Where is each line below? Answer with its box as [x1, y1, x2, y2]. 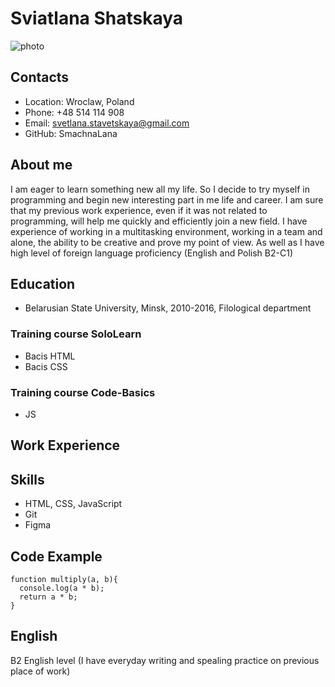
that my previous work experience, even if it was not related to [10, 204, 268, 216]
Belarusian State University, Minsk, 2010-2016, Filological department [24, 302, 312, 314]
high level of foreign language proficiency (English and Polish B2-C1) [10, 247, 293, 259]
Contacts [10, 69, 70, 86]
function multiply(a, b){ [10, 574, 118, 584]
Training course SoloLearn [10, 327, 142, 341]
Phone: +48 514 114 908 [24, 106, 125, 118]
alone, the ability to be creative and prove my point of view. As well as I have [10, 236, 325, 248]
